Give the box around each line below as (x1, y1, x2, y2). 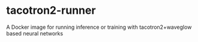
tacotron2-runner (6, 4, 96, 17)
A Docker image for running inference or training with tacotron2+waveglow (6, 23, 192, 31)
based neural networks (6, 29, 64, 37)
